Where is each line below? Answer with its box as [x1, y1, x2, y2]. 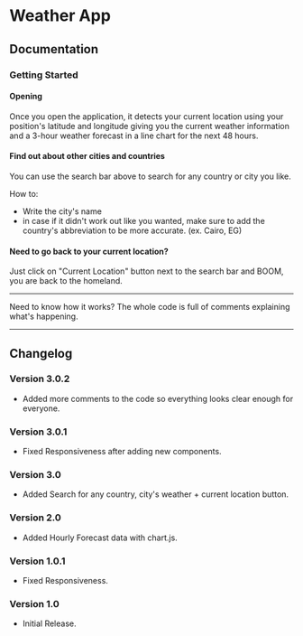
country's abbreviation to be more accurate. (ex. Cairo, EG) [22, 225, 243, 236]
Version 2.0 [9, 511, 61, 524]
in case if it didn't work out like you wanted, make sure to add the [22, 215, 266, 226]
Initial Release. [22, 618, 77, 629]
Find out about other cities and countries [9, 151, 165, 162]
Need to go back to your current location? [9, 246, 169, 257]
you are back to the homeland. [9, 276, 124, 286]
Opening [9, 91, 43, 102]
